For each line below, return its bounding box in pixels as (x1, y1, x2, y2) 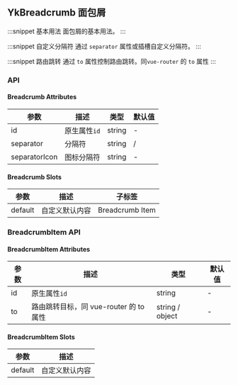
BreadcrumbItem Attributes (7, 245, 91, 253)
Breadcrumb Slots (7, 172, 62, 181)
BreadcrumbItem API (7, 228, 81, 238)
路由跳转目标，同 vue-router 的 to (31, 302, 145, 312)
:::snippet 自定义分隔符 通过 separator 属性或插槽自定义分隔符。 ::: (7, 42, 202, 50)
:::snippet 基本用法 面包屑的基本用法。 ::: (7, 27, 126, 35)
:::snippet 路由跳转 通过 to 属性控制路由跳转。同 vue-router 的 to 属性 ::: (7, 57, 216, 65)
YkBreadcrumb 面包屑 (7, 6, 106, 19)
